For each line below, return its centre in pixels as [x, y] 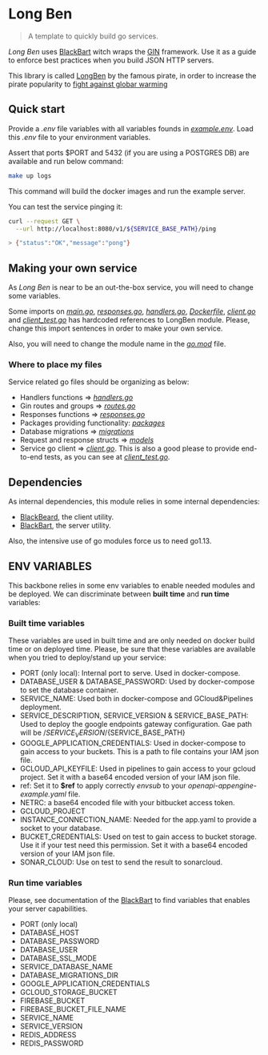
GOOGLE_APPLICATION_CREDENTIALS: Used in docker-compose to [133, 743]
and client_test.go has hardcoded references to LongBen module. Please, [129, 320]
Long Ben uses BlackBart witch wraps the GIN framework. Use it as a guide [132, 51]
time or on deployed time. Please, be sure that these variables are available [132, 649]
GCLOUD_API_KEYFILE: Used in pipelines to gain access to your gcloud [138, 768]
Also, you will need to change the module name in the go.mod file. [117, 344]
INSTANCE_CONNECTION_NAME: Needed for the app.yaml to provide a [138, 820]
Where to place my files [55, 364]
